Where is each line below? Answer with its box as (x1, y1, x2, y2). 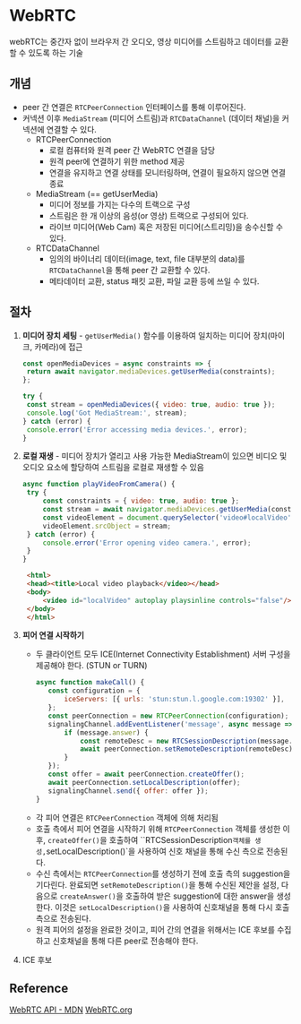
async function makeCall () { (35, 678, 145, 687)
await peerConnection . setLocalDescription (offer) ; (47, 778, 241, 787)
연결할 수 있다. (46, 124, 97, 134)
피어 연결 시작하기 (21, 630, 85, 641)
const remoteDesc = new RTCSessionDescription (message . (80, 736, 293, 745)
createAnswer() (59, 892, 116, 901)
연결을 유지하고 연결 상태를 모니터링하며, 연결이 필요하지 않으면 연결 (48, 167, 287, 177)
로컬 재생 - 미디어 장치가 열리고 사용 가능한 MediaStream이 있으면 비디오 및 (21, 451, 288, 461)
